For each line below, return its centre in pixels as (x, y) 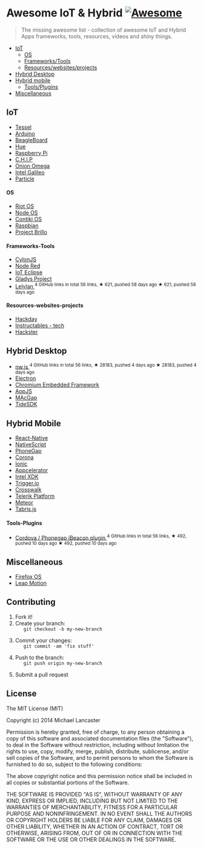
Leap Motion (31, 583)
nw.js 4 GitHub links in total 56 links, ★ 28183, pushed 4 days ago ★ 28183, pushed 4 (106, 366)
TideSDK (26, 404)
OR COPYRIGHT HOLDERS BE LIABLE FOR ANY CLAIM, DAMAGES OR (94, 820)
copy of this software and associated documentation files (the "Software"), (100, 738)
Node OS (26, 212)
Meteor (24, 503)
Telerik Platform (35, 496)
